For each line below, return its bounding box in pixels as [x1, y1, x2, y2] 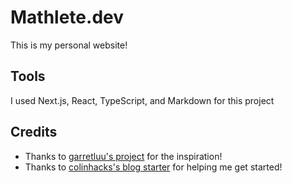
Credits [10, 124, 58, 141]
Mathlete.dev [10, 6, 124, 29]
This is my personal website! [10, 39, 128, 51]
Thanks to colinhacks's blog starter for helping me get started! [24, 161, 283, 173]
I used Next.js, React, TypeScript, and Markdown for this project [10, 94, 275, 106]
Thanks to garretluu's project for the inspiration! [24, 150, 223, 162]
